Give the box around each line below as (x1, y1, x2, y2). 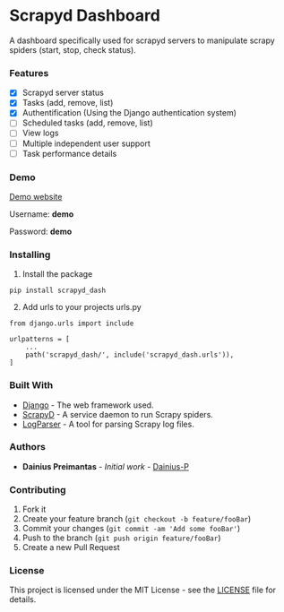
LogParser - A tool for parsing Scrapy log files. (22, 418, 194, 429)
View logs (22, 127, 59, 139)
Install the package (22, 269, 93, 280)
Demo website (9, 191, 63, 202)
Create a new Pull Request (22, 542, 121, 553)
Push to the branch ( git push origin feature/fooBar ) (22, 532, 221, 543)
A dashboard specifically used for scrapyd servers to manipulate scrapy (9, 35, 275, 46)
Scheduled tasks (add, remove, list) (22, 117, 154, 128)
